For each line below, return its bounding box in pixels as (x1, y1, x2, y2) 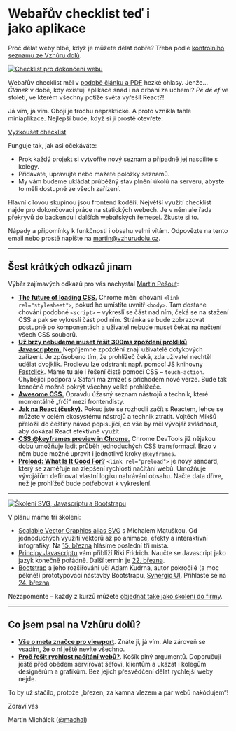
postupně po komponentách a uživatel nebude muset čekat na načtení (18, 323, 222, 331)
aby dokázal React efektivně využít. (18, 426, 121, 436)
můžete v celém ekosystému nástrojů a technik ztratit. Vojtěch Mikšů (18, 412, 216, 420)
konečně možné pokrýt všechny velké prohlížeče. (18, 382, 162, 391)
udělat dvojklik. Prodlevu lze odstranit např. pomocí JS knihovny (18, 360, 203, 368)
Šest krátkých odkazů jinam (8, 261, 132, 273)
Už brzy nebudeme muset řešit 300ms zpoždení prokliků (18, 337, 188, 346)
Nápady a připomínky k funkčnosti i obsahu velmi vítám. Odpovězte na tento (8, 226, 228, 235)
